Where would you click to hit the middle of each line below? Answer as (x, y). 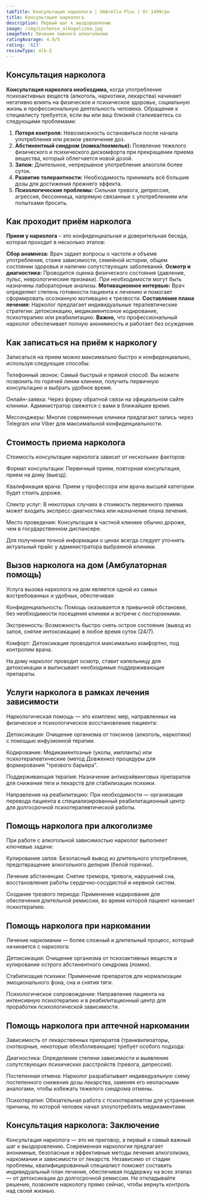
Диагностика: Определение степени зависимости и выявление (87, 1058)
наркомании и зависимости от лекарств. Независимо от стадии (88, 1159)
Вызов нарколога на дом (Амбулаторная (87, 565)
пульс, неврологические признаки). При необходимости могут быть (94, 280)
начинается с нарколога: (38, 947)
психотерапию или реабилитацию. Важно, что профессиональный (92, 317)
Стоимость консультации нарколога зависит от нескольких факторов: (96, 457)
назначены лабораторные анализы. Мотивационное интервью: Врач (95, 285)
